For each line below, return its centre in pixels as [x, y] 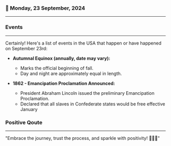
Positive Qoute [24, 122]
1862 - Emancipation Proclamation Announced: [64, 83]
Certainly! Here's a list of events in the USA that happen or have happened [83, 43]
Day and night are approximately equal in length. [71, 74]
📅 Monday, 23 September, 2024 [45, 8]
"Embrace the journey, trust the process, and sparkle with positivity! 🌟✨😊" [83, 138]
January [29, 109]
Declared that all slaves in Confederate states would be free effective [93, 104]
